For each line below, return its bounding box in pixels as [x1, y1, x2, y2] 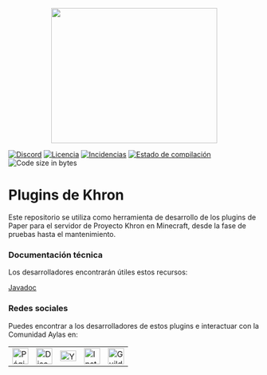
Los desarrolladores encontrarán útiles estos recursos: [8, 267, 188, 277]
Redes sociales [8, 303, 69, 314]
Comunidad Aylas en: [8, 330, 78, 339]
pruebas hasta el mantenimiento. [8, 229, 116, 239]
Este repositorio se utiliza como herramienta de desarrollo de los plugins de [8, 212, 257, 222]
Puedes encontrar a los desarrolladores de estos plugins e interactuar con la [8, 321, 259, 330]
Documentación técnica [8, 249, 104, 260]
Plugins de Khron [8, 186, 125, 204]
